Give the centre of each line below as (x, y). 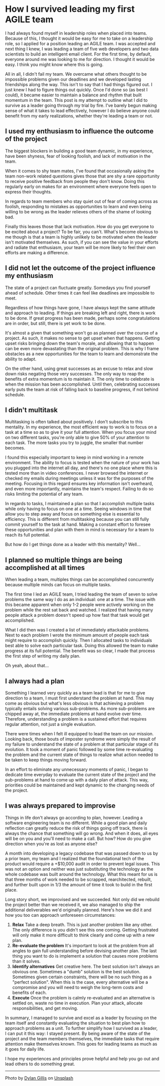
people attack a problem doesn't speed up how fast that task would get (77, 615)
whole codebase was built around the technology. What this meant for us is (82, 874)
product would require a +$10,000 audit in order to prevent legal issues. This (82, 864)
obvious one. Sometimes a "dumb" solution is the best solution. (76, 971)
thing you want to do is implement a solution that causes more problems (85, 956)
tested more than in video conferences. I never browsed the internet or (77, 473)
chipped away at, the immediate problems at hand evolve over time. (74, 714)
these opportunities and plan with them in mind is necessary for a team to (80, 530)
